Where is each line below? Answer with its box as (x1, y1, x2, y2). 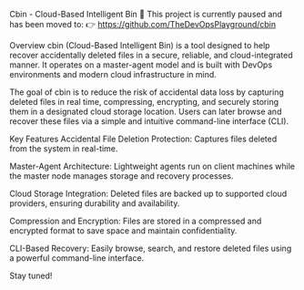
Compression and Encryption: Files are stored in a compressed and (9, 215, 262, 226)
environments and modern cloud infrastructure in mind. (9, 69, 217, 79)
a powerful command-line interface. (9, 253, 145, 264)
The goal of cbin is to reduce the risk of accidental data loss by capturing (9, 87, 284, 98)
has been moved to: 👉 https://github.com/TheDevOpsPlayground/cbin (9, 19, 277, 29)
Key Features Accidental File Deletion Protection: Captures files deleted (9, 133, 278, 144)
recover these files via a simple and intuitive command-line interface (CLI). (9, 116, 289, 127)
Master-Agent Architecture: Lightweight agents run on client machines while (9, 161, 296, 171)
